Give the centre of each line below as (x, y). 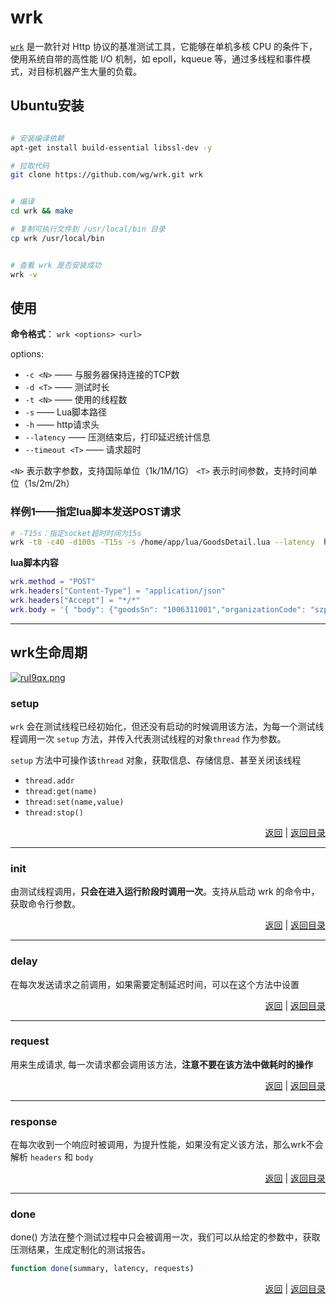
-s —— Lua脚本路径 (66, 412)
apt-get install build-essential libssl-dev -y (111, 147)
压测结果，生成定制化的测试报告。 (80, 1250)
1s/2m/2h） (51, 483)
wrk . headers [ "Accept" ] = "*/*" (75, 601)
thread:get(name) (61, 791)
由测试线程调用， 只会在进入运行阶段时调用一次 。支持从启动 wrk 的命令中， (165, 892)
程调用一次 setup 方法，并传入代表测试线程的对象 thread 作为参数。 (148, 738)
